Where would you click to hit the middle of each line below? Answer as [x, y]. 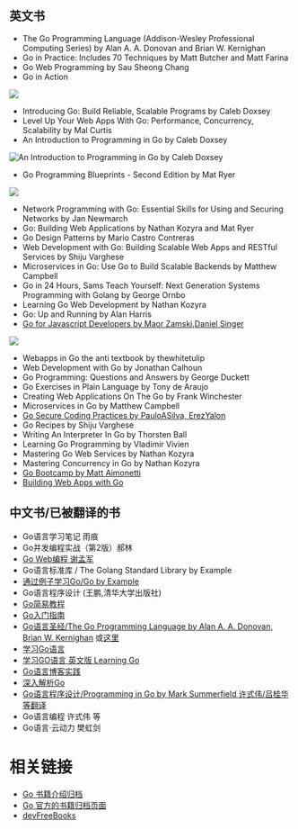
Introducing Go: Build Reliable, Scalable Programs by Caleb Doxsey [146, 111]
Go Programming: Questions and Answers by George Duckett [136, 377]
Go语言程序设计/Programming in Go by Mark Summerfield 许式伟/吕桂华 [155, 694]
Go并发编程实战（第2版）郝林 [77, 547]
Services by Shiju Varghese [73, 257]
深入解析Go [44, 682]
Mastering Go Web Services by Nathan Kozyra [108, 454]
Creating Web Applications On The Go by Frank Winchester [132, 396]
